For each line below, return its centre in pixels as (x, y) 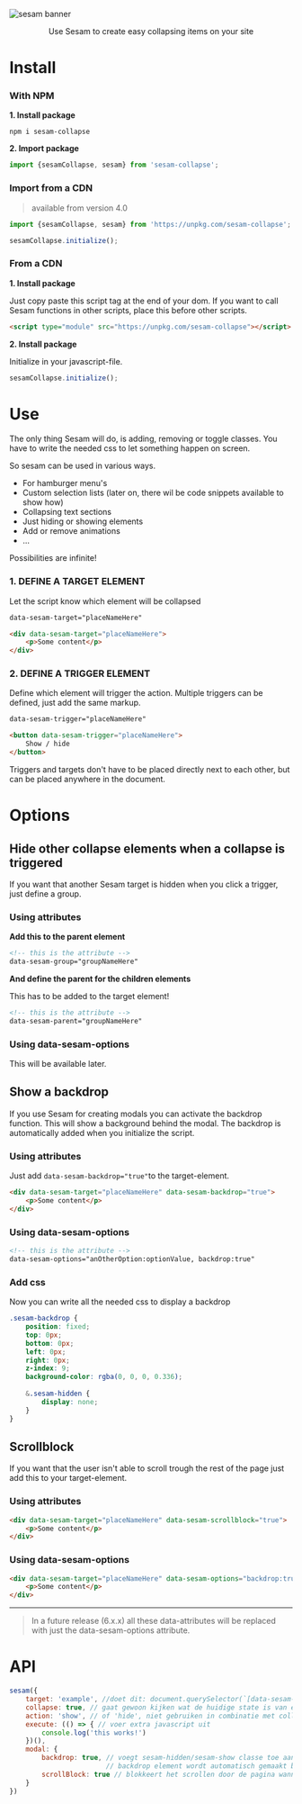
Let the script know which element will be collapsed (105, 601)
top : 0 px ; (44, 1335)
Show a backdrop (59, 1092)
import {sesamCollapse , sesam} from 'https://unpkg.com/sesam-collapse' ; (151, 224)
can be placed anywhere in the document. (88, 779)
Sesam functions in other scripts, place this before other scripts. (128, 310)
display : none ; (70, 1402)
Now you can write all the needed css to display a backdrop (120, 1302)
